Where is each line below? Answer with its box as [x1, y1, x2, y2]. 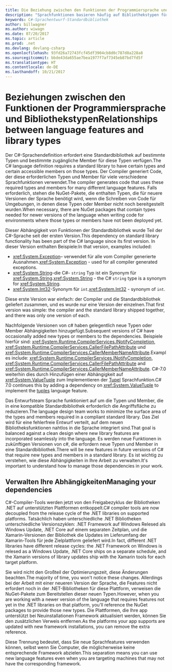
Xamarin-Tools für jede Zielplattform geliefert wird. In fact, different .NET [5, 537, 157, 543]
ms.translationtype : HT [5, 60, 56, 65]
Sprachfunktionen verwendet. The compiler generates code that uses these [5, 179, 164, 185]
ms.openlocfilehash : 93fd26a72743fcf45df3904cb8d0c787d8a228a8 [5, 50, 143, 55]
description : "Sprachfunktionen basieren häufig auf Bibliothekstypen [5, 12, 159, 17]
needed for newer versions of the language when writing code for [5, 212, 144, 218]
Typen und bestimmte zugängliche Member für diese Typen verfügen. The [5, 157, 161, 163]
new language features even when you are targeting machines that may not [5, 655, 165, 661]
